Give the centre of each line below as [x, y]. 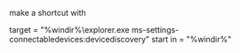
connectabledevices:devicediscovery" [80, 39]
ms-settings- [156, 30]
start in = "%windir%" [191, 39]
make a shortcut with [48, 13]
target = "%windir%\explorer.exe [70, 30]
